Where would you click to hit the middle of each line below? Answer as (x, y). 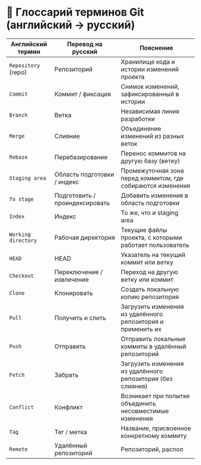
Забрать (67, 375)
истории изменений (150, 69)
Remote (19, 449)
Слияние (67, 136)
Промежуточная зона (152, 171)
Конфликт (68, 407)
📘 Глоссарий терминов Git (75, 12)
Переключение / (79, 272)
